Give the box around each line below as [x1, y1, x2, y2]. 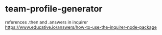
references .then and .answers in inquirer [5, 19, 88, 25]
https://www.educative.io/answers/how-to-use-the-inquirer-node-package [5, 24, 157, 30]
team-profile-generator [5, 3, 103, 14]
